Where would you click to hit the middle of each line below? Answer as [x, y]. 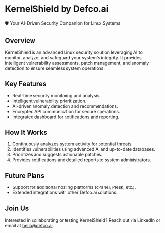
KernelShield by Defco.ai [57, 9]
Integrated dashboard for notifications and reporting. [66, 117]
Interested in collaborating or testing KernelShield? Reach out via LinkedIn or [83, 220]
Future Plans [25, 175]
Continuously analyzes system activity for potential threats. [72, 144]
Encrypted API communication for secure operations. [66, 111]
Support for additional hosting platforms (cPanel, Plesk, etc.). [74, 187]
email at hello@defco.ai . [30, 225]
